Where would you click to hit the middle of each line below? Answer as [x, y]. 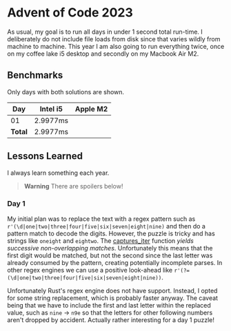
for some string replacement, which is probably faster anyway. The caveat [113, 298]
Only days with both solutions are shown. [66, 92]
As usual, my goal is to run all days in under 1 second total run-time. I [105, 32]
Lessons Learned [45, 156]
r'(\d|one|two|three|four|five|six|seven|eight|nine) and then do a [106, 226]
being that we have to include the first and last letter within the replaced [109, 305]
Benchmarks [35, 75]
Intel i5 [51, 109]
